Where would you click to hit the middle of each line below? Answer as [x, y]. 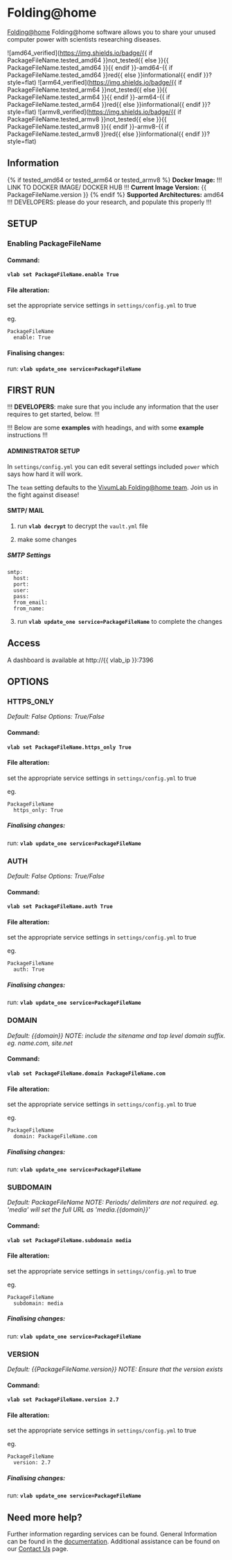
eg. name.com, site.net [40, 1043]
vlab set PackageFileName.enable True [63, 275]
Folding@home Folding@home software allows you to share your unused [111, 32]
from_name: [29, 609]
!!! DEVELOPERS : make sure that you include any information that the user [113, 407]
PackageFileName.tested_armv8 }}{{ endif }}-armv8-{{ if [88, 126]
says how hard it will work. [45, 474]
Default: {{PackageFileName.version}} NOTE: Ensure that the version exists [115, 1369]
